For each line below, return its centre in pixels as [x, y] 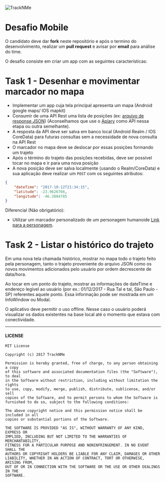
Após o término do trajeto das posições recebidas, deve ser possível [82, 157]
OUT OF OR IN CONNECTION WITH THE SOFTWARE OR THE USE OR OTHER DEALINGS [83, 467]
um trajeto [23, 152]
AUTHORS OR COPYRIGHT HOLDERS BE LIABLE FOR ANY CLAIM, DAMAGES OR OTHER [83, 454]
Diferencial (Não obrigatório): [35, 210]
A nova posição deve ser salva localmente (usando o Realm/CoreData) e [86, 168]
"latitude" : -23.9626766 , [41, 192]
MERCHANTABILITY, [23, 441]
